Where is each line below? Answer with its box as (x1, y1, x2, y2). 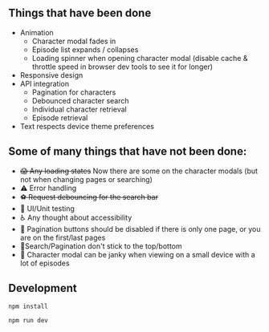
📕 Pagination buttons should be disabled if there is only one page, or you (19, 224, 261, 233)
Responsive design (19, 70, 84, 79)
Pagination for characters (31, 87, 116, 97)
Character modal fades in (31, 36, 116, 46)
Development (8, 281, 78, 295)
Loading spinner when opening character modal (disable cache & (31, 53, 248, 63)
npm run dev (8, 317, 48, 325)
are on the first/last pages (19, 233, 106, 242)
